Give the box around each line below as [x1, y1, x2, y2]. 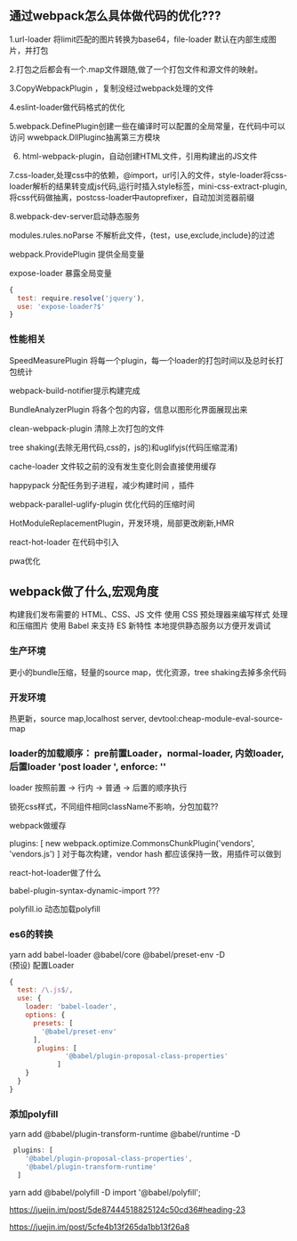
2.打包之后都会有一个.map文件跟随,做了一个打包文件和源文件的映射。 [9, 63, 263, 74]
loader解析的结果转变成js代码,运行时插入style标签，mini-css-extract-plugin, [9, 181, 288, 192]
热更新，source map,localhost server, [9, 714, 147, 724]
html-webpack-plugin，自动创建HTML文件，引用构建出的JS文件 [21, 151, 258, 161]
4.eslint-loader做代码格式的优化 [9, 102, 125, 112]
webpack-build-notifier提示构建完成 [9, 385, 140, 396]
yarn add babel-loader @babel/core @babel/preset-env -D [9, 949, 225, 959]
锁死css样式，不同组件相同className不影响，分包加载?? [9, 801, 219, 812]
